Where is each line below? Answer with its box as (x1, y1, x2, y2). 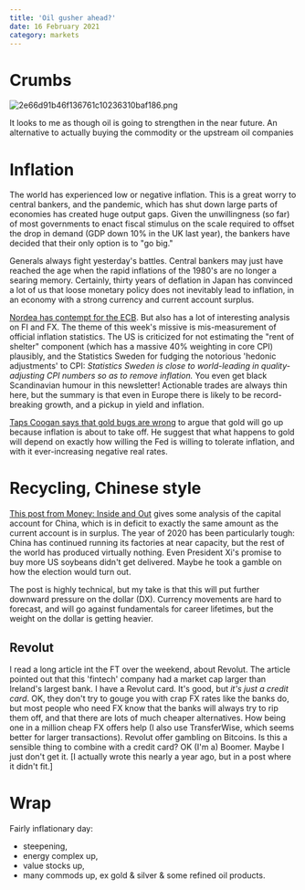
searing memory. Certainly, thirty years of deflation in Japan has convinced (9, 275, 294, 286)
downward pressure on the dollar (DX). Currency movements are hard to (9, 594, 282, 605)
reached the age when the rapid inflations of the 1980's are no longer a (9, 266, 277, 277)
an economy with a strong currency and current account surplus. (9, 294, 255, 306)
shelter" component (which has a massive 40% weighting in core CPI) (9, 341, 274, 352)
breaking (9, 399, 43, 411)
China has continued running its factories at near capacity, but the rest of (9, 538, 285, 549)
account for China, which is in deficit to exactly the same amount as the (9, 518, 279, 529)
